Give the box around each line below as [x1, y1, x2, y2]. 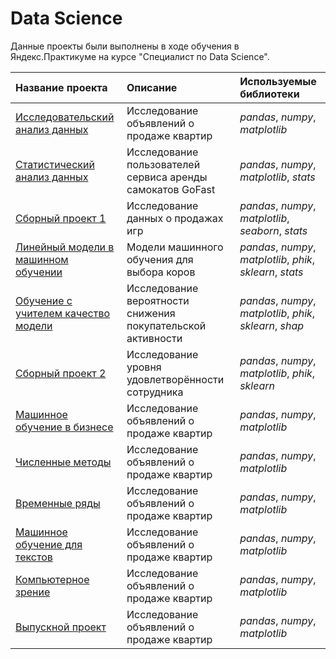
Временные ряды [15, 496, 101, 510]
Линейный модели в [15, 240, 115, 254]
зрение [15, 585, 51, 599]
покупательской [126, 318, 207, 332]
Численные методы [15, 455, 112, 469]
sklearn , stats [239, 265, 304, 279]
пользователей [126, 157, 201, 171]
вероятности [126, 293, 190, 307]
